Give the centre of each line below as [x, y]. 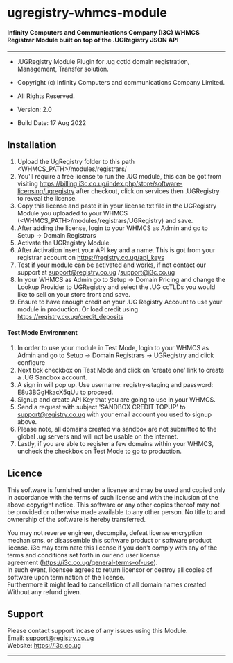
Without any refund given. [44, 592]
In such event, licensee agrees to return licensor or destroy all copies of [110, 570]
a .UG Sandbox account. [52, 377]
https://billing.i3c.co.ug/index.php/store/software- [111, 184]
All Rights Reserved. [46, 96]
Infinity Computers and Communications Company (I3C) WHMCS [103, 32]
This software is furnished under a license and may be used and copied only [116, 490]
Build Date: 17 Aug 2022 [52, 123]
